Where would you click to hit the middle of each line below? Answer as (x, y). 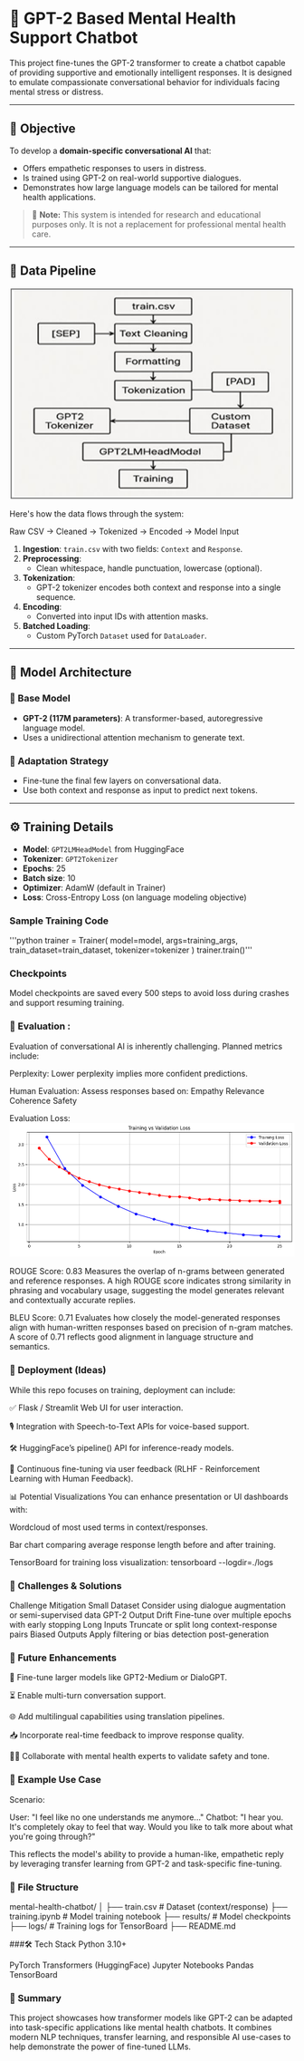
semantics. (30, 1347)
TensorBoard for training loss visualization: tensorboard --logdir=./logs (142, 1562)
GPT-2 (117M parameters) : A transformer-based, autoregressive (142, 718)
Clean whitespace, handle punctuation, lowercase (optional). (149, 568)
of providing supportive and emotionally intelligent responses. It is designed (151, 73)
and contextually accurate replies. (72, 1301)
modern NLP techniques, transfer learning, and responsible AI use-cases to (150, 2037)
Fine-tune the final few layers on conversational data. (122, 781)
